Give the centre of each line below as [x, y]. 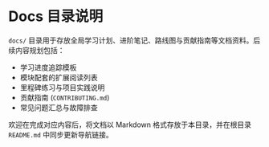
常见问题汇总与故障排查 [59, 107]
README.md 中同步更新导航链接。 [61, 134]
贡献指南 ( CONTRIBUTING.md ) [65, 97]
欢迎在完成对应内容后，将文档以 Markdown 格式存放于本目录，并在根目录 [130, 125]
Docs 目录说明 [56, 16]
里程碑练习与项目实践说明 [62, 87]
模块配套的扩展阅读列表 [59, 77]
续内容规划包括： [37, 50]
